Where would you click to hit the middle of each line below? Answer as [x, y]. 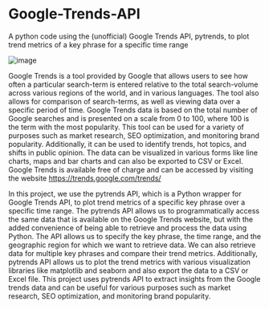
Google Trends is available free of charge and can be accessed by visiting [131, 169]
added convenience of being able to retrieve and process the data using [128, 228]
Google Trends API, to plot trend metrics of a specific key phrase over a [127, 202]
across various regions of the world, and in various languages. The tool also [134, 92]
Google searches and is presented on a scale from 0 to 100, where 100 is [129, 118]
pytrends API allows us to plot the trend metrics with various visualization [129, 262]
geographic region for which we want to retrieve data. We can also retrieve [132, 245]
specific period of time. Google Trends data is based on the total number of [133, 110]
